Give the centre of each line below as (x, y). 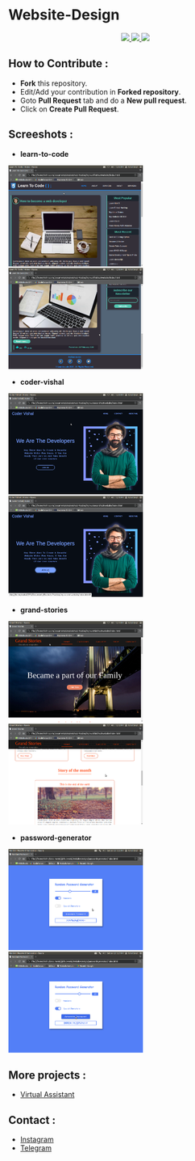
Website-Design (64, 15)
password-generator (56, 838)
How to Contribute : (58, 63)
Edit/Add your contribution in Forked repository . (100, 91)
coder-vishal (42, 382)
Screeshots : (41, 135)
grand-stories (44, 610)
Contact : (32, 1120)
